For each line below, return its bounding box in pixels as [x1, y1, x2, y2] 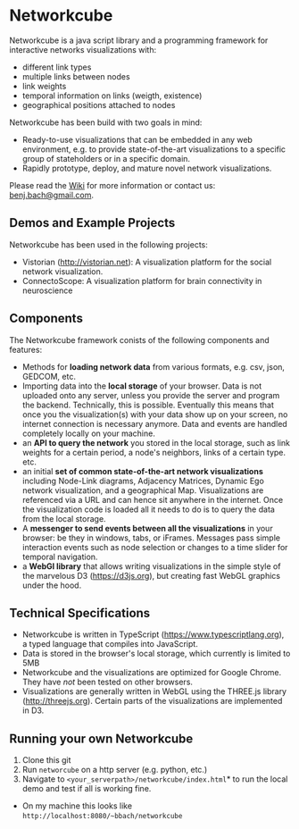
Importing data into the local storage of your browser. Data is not [21, 381, 262, 391]
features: [9, 344, 43, 355]
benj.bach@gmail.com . [9, 189, 95, 200]
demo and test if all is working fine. [21, 783, 152, 794]
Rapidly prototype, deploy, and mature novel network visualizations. [21, 163, 272, 173]
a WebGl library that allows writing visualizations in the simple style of [21, 560, 281, 572]
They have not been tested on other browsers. [21, 676, 194, 688]
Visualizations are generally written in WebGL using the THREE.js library [21, 686, 287, 697]
